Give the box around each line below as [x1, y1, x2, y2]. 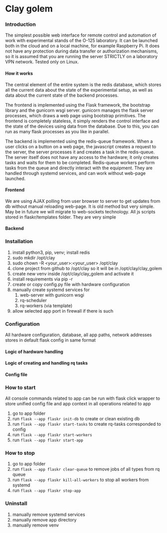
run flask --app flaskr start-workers [12, 432, 92, 438]
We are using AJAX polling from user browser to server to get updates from [5, 198, 161, 204]
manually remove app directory [12, 516, 77, 522]
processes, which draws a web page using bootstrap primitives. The [5, 112, 146, 118]
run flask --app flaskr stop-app [12, 487, 81, 493]
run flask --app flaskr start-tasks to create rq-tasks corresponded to [12, 421, 161, 427]
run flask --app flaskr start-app [12, 437, 84, 443]
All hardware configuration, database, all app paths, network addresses [5, 332, 152, 338]
